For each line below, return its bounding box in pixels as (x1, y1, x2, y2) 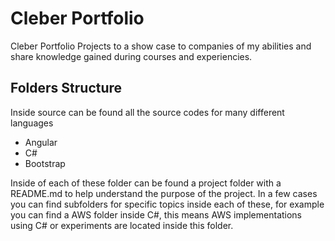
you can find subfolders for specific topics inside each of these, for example (10, 198, 325, 210)
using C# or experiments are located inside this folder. (10, 219, 234, 231)
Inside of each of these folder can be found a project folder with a (10, 177, 282, 189)
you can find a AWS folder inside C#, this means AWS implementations (10, 208, 303, 221)
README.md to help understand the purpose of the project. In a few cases (10, 187, 318, 199)
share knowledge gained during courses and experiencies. (10, 50, 253, 62)
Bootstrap (24, 157, 66, 169)
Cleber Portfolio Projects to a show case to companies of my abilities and (10, 40, 312, 52)
